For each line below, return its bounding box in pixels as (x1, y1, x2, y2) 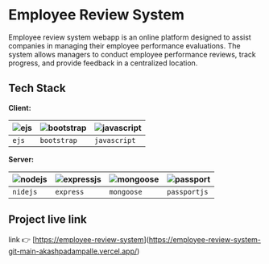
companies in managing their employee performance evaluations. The (8, 40, 241, 50)
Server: (8, 154, 35, 164)
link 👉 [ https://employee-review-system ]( (8, 234, 149, 244)
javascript (93, 136, 136, 145)
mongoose (109, 187, 143, 196)
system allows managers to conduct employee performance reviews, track (8, 49, 256, 59)
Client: (8, 103, 31, 112)
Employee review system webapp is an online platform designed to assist (8, 32, 251, 42)
